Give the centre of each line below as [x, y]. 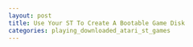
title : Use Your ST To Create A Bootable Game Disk [96, 23]
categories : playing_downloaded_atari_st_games [90, 30]
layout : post [30, 16]
